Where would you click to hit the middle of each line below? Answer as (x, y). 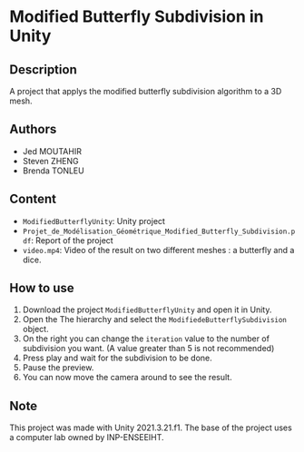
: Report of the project (72, 240)
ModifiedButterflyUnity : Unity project (94, 221)
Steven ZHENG (50, 161)
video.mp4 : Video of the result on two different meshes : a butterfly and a (158, 250)
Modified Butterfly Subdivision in (137, 17)
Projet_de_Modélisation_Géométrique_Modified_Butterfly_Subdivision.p (159, 231)
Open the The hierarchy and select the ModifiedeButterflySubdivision (155, 319)
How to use (42, 288)
